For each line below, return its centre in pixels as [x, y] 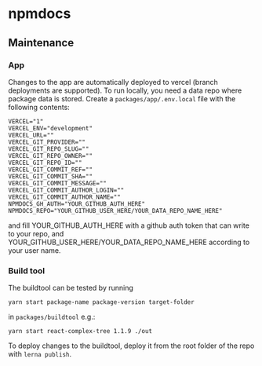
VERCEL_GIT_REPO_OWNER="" [50, 156]
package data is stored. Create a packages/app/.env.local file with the [122, 98]
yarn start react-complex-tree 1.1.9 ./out [80, 331]
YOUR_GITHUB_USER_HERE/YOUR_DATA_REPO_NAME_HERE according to [129, 242]
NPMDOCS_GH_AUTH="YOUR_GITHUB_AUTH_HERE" [77, 204]
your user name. [35, 250]
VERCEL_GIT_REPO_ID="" [45, 163]
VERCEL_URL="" [31, 135]
